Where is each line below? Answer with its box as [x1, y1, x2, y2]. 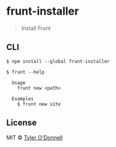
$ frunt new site [17, 101, 61, 107]
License [6, 118, 37, 128]
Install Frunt [21, 24, 51, 32]
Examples [12, 96, 34, 102]
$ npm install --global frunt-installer [6, 58, 111, 65]
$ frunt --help [6, 69, 45, 75]
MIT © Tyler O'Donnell [6, 134, 63, 141]
